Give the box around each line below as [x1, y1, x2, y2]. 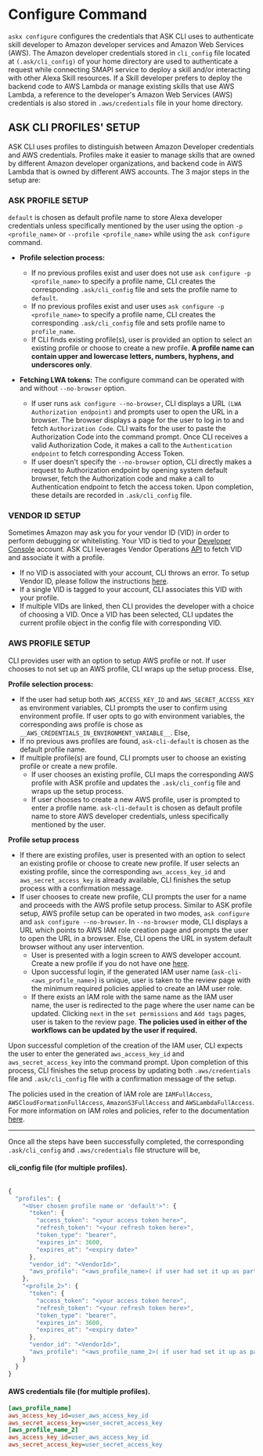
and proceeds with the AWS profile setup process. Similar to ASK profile [19, 900, 253, 909]
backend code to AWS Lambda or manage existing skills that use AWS [8, 81, 235, 91]
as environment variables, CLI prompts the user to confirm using [19, 703, 228, 712]
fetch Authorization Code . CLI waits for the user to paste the [31, 424, 227, 434]
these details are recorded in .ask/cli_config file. [31, 491, 193, 500]
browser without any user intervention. [19, 942, 145, 951]
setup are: [8, 175, 41, 185]
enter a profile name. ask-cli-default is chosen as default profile [31, 803, 243, 812]
